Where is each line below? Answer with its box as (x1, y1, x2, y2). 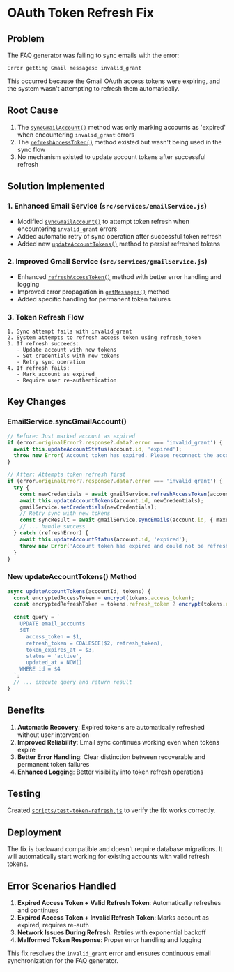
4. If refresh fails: (7, 365, 70, 372)
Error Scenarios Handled (7, 880, 116, 892)
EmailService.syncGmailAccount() (7, 417, 127, 426)
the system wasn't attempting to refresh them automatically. (7, 84, 180, 92)
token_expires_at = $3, (25, 646, 95, 653)
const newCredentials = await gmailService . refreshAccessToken (19, 491, 208, 498)
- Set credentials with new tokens (16, 352, 120, 360)
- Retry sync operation (16, 359, 86, 366)
